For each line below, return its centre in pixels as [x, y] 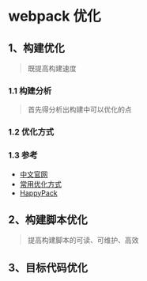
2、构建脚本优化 [48, 220]
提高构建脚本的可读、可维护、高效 [83, 240]
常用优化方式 [40, 184]
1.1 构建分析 [30, 90]
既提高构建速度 [52, 68]
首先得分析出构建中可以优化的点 [79, 110]
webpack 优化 [55, 16]
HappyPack [38, 193]
